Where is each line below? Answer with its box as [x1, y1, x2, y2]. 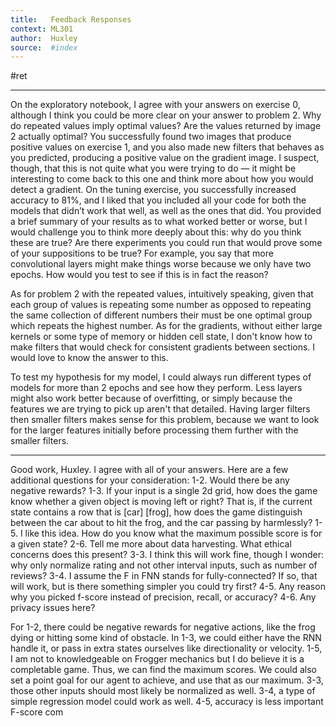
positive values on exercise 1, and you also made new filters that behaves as [10, 141, 325, 153]
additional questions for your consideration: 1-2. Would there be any [10, 474, 290, 486]
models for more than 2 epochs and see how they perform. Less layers [10, 382, 303, 394]
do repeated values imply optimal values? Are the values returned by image [10, 120, 322, 132]
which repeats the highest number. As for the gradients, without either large [10, 320, 323, 332]
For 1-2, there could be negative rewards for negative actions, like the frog [10, 621, 316, 633]
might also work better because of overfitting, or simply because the [10, 392, 293, 405]
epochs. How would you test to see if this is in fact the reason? [10, 269, 269, 281]
